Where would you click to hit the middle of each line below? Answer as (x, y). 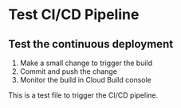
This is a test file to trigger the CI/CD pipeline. (83, 95)
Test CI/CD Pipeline (74, 15)
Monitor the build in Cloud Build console (85, 80)
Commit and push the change (69, 71)
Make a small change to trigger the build (86, 63)
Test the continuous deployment (91, 44)
